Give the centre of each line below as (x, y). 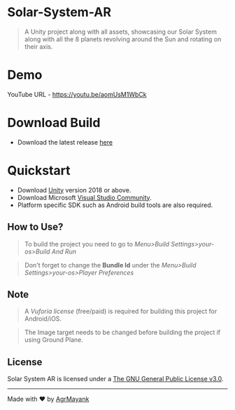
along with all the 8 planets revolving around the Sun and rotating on (123, 39)
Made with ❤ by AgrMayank (48, 399)
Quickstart (39, 171)
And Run (64, 251)
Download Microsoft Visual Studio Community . (84, 197)
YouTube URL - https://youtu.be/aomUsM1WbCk (77, 94)
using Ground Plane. (54, 340)
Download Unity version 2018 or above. (74, 190)
